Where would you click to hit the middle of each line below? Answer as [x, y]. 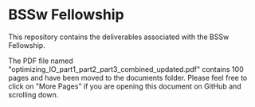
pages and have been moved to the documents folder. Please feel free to [128, 77]
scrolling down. [33, 94]
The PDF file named [41, 61]
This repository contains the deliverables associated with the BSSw [119, 37]
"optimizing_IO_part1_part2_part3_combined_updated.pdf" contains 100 [126, 69]
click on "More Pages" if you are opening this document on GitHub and [125, 86]
